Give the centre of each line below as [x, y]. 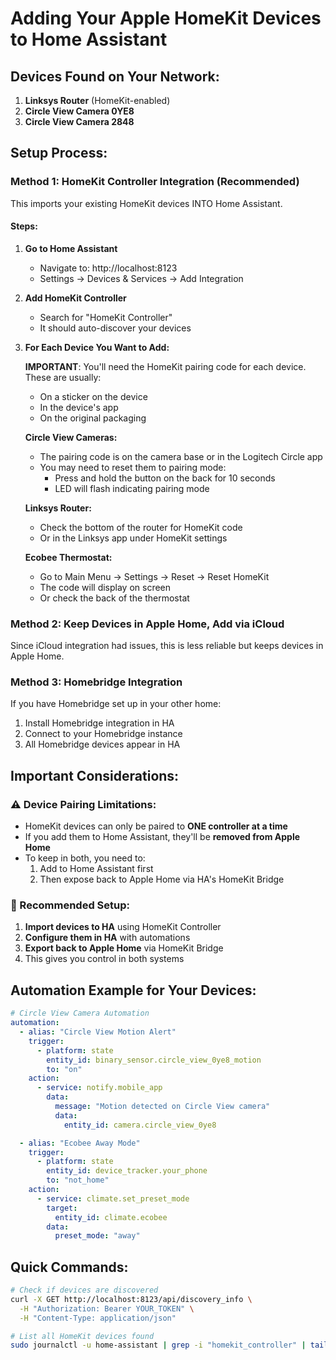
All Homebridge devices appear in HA [102, 744]
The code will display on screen [105, 587]
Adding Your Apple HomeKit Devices [166, 18]
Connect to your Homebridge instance [103, 734]
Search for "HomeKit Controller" [106, 317]
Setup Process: [59, 153]
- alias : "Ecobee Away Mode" [80, 1143]
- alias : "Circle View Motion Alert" [98, 1032]
